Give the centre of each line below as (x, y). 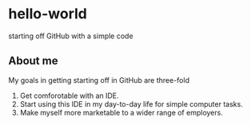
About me (33, 61)
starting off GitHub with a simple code (71, 36)
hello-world (48, 14)
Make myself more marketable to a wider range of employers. (122, 112)
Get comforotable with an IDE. (69, 96)
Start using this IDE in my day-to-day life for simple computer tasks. (131, 104)
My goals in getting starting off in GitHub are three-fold (99, 80)
